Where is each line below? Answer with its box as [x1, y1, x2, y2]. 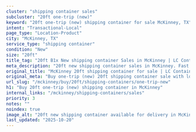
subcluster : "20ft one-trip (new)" [6, 14, 93, 20]
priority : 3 [6, 95, 35, 101]
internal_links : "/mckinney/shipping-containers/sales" [6, 90, 145, 96]
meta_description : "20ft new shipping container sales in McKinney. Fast [6, 62, 190, 69]
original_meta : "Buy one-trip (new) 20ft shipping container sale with [6, 74, 184, 79]
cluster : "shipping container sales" [6, 8, 98, 15]
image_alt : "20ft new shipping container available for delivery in [6, 112, 176, 117]
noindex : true [6, 106, 41, 112]
